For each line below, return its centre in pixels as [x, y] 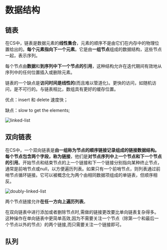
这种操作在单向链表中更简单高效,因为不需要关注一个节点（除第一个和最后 [80, 218]
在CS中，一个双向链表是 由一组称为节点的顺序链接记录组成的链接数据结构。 [82, 150]
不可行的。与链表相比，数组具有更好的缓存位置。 [68, 89]
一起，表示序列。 [23, 56]
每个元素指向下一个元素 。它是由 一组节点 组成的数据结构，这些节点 [94, 49]
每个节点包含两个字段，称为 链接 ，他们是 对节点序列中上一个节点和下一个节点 [83, 156]
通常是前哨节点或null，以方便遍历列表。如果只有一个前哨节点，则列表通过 [81, 169]
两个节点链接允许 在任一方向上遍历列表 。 [46, 201]
